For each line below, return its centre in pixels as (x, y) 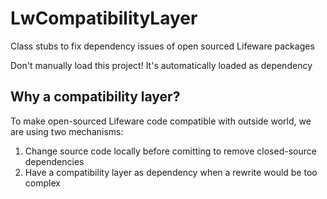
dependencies (54, 161)
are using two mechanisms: (67, 131)
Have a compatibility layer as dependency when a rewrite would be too (171, 172)
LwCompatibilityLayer (104, 18)
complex (42, 183)
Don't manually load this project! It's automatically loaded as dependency (161, 65)
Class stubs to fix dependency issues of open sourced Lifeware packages (162, 46)
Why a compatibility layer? (95, 97)
